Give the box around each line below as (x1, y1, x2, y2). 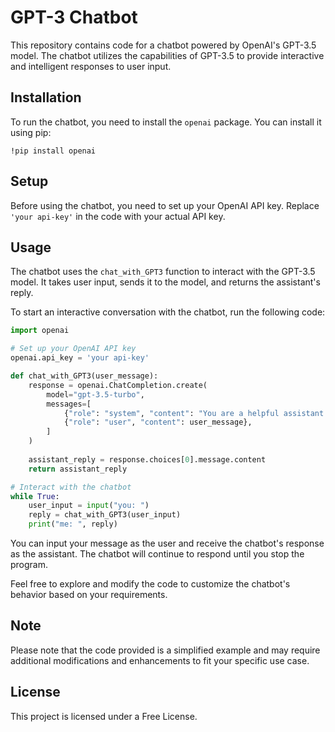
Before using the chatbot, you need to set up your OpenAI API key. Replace (10, 199, 320, 211)
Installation (10, 89, 82, 106)
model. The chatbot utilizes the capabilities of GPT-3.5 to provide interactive (10, 49, 325, 61)
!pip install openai (10, 146, 97, 156)
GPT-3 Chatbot (10, 6, 138, 29)
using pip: (10, 126, 52, 138)
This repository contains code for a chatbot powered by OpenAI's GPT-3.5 (10, 39, 317, 51)
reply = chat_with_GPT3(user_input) (28, 510, 182, 520)
